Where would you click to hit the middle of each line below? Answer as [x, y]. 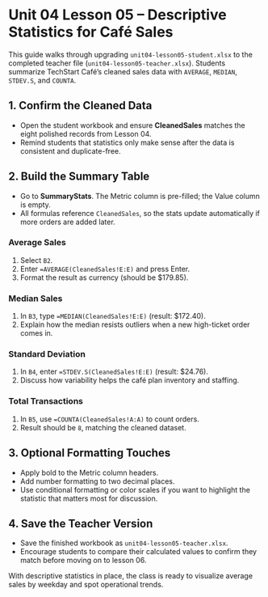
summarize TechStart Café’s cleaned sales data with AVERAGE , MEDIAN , [123, 71]
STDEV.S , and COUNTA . [42, 80]
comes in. [36, 333]
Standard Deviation [47, 354]
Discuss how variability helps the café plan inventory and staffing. [130, 380]
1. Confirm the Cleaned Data [80, 106]
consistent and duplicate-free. [70, 150]
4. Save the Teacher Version [81, 523]
